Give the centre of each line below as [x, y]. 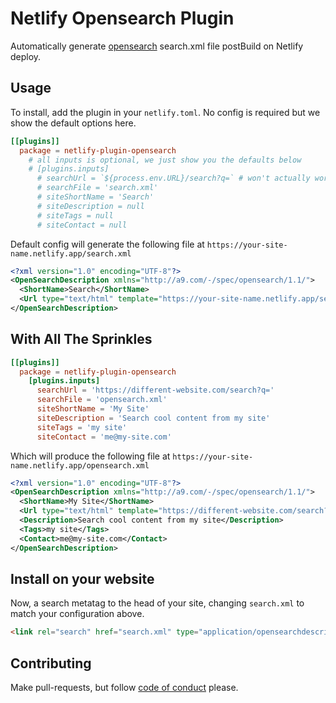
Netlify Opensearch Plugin [122, 18]
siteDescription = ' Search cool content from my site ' [153, 418]
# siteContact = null [82, 225]
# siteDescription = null [90, 206]
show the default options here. [73, 123]
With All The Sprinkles [81, 339]
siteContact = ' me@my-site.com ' [104, 437]
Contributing [51, 663]
